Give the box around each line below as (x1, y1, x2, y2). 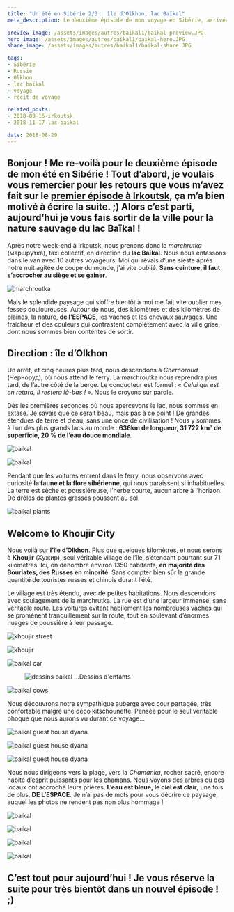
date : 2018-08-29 (7, 132, 58, 139)
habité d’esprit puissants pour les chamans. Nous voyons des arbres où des (7, 776, 225, 784)
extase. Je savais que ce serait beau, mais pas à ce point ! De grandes (7, 409, 210, 418)
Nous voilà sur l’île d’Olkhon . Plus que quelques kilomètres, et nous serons (7, 546, 223, 554)
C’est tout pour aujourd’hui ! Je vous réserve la (7, 872, 215, 884)
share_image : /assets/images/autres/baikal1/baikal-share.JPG (7, 42, 192, 49)
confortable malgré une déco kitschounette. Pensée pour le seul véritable (7, 707, 218, 716)
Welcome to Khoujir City (7, 527, 116, 540)
